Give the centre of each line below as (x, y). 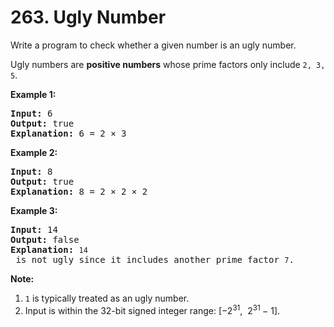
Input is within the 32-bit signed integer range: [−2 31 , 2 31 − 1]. (152, 309)
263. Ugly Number (88, 17)
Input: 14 (34, 229)
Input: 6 (31, 113)
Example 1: (33, 94)
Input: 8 (31, 171)
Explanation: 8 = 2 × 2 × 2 (79, 191)
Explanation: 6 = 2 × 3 (68, 133)
